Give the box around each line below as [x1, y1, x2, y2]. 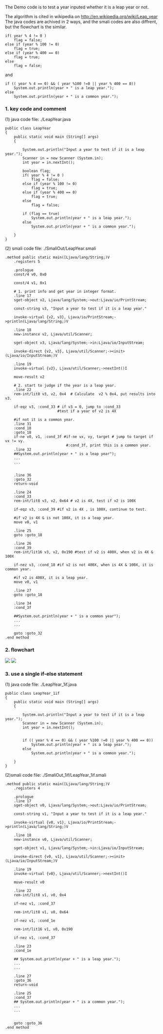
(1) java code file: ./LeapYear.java [5, 117, 71, 123]
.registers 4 [14, 786, 40, 790]
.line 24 [14, 490, 32, 495]
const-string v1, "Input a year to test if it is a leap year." [14, 811, 147, 816]
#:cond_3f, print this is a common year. [66, 443, 151, 448]
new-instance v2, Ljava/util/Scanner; [14, 332, 92, 337]
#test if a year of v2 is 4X [57, 409, 117, 414]
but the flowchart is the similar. [5, 24, 67, 30]
